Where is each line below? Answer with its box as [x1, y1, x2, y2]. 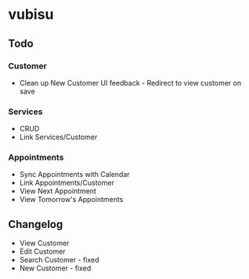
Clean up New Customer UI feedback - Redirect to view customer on [19, 78, 241, 87]
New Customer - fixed [19, 263, 92, 273]
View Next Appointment [19, 186, 96, 196]
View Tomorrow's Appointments [19, 195, 124, 204]
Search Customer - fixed [19, 255, 99, 265]
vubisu [8, 6, 54, 24]
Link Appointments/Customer [19, 178, 115, 188]
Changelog [8, 218, 63, 231]
